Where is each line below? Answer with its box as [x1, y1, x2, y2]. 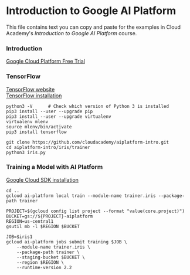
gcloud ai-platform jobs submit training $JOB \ [6, 239, 127, 245]
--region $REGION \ [16, 259, 65, 265]
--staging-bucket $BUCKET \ [16, 254, 85, 260]
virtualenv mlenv [6, 118, 49, 124]
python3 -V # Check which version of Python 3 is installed [6, 103, 169, 109]
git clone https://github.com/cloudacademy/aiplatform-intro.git [6, 139, 169, 145]
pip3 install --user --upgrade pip [6, 108, 93, 114]
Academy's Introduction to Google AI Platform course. [6, 29, 137, 36]
